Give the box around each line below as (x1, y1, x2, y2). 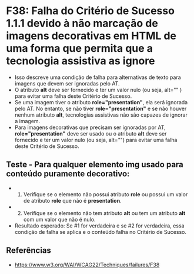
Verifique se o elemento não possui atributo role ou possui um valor (23, 190, 188, 198)
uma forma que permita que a (6, 42, 153, 55)
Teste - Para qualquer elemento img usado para (6, 160, 184, 170)
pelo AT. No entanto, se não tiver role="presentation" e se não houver (14, 105, 187, 112)
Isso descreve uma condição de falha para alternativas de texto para (14, 74, 181, 81)
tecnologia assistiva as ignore (6, 54, 155, 68)
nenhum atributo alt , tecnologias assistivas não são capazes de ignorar (14, 111, 188, 118)
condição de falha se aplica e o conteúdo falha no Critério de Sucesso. (14, 228, 187, 235)
